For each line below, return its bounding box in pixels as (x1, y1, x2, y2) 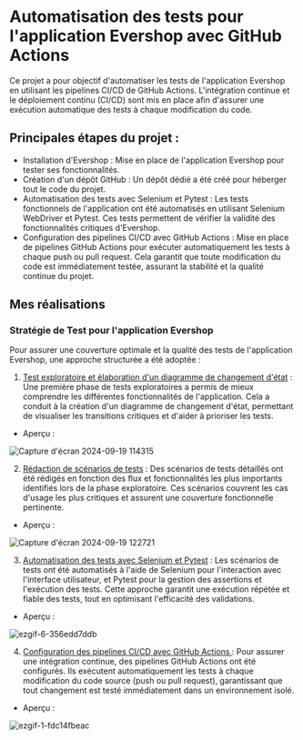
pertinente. (22, 502, 65, 513)
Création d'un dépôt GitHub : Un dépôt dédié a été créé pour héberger (22, 174, 287, 185)
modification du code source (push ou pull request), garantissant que (22, 675, 283, 686)
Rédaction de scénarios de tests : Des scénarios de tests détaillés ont (22, 464, 284, 475)
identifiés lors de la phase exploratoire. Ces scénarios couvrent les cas (22, 483, 288, 494)
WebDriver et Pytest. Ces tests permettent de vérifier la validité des (22, 212, 276, 224)
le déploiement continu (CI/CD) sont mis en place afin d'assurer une (9, 94, 265, 105)
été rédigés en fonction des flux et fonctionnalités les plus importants (22, 473, 283, 484)
